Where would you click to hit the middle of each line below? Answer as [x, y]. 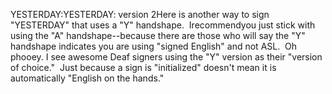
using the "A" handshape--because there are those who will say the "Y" [158, 35]
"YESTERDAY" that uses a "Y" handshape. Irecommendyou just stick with [163, 25]
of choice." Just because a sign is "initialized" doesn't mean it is [143, 67]
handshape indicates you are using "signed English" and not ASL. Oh [154, 46]
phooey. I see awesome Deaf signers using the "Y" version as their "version [166, 57]
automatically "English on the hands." [87, 78]
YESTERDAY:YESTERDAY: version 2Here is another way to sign [140, 14]
